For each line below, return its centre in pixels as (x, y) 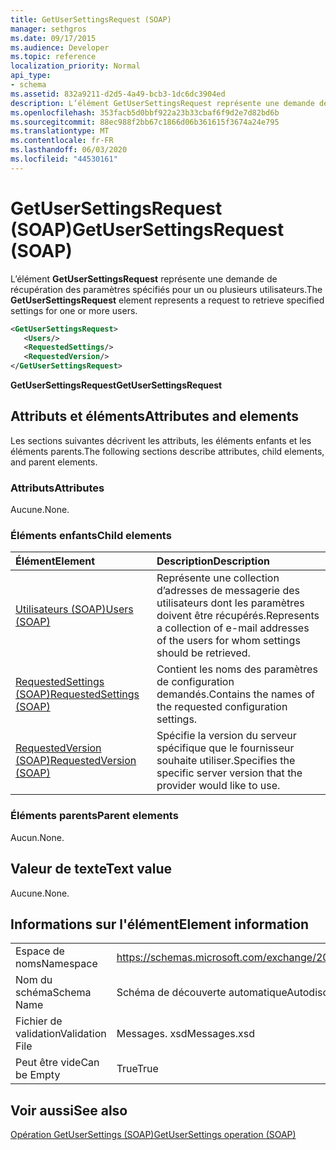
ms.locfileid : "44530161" (64, 159)
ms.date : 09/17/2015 (53, 38)
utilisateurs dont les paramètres (230, 603)
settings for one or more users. (74, 310)
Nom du (34, 980)
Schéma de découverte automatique (202, 993)
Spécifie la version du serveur (226, 736)
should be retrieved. (203, 653)
